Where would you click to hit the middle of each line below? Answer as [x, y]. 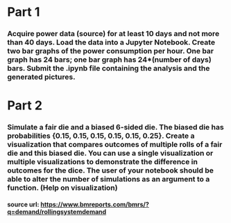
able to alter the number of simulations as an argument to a [109, 179]
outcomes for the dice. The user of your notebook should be [110, 170]
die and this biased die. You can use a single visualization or [110, 153]
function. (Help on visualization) [62, 188]
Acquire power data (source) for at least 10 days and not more [113, 34]
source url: [23, 204]
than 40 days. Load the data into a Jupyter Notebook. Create [111, 42]
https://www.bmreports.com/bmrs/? [95, 204]
